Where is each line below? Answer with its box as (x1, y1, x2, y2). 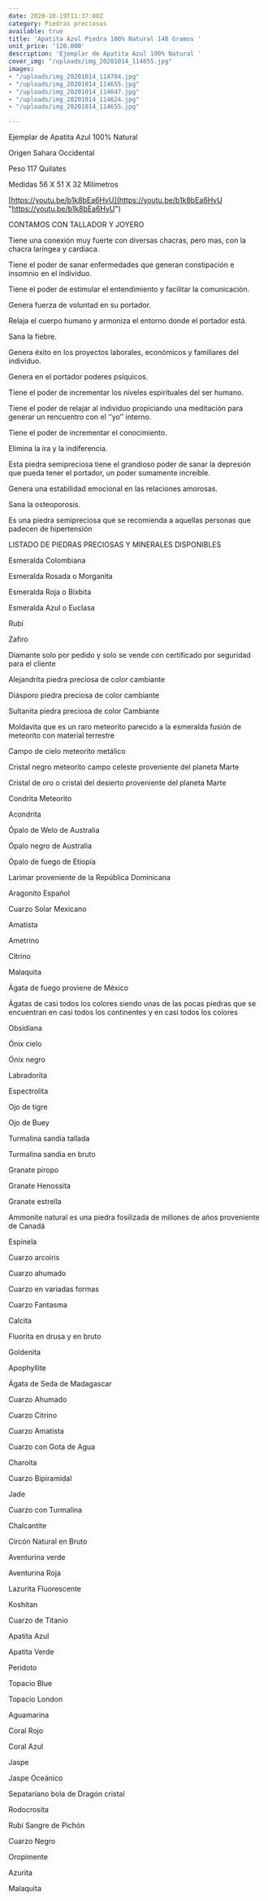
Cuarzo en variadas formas (8, 1284, 100, 1294)
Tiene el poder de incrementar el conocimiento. (8, 428, 168, 438)
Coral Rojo (8, 1726, 44, 1736)
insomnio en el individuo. (8, 269, 92, 278)
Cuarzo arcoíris (8, 1253, 60, 1263)
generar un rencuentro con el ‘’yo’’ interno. (8, 412, 152, 422)
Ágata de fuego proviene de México (8, 983, 128, 993)
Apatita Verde (8, 1647, 54, 1657)
